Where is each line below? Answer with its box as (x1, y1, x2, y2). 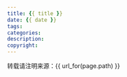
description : (7, 36, 45, 43)
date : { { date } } (7, 16, 57, 23)
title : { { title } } (7, 10, 63, 17)
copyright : (7, 42, 38, 49)
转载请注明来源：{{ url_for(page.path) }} (7, 62, 120, 69)
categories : (7, 29, 41, 36)
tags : (7, 23, 23, 30)
